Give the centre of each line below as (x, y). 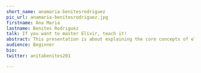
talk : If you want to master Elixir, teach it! (67, 34)
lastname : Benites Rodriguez (42, 28)
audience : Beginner (31, 45)
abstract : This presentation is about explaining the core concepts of (97, 39)
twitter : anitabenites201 (38, 56)
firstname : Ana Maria (33, 23)
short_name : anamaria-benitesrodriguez (56, 12)
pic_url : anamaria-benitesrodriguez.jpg (57, 17)
